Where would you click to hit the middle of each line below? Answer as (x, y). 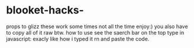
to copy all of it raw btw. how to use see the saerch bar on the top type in (95, 32)
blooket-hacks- (45, 10)
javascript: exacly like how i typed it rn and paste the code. (78, 39)
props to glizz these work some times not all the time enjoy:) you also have (97, 26)
